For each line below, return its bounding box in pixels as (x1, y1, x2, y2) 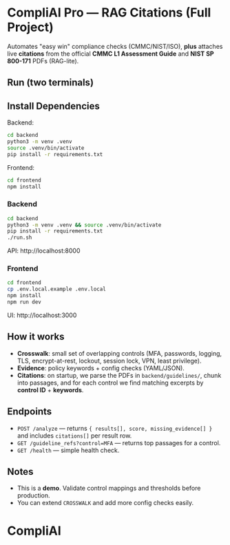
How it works (7, 331, 65, 343)
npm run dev (7, 299, 41, 306)
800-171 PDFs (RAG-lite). (7, 56, 79, 65)
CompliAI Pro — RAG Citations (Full (7, 5, 211, 21)
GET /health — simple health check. (17, 446, 120, 454)
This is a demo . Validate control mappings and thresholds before (17, 484, 201, 493)
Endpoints (7, 406, 52, 418)
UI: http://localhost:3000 (7, 311, 77, 319)
